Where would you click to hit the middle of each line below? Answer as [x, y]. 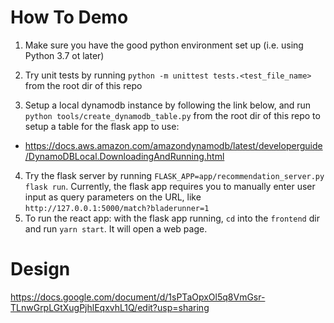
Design [40, 269]
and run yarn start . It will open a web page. [116, 228]
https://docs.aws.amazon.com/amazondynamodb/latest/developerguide [173, 145]
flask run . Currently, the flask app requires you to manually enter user [170, 186]
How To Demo [69, 17]
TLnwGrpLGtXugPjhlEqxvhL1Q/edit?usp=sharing [110, 307]
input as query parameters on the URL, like [113, 197]
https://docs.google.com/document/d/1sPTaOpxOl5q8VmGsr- [138, 297]
